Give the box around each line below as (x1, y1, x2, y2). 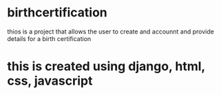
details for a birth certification (7, 34, 92, 42)
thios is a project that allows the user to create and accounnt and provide (7, 27, 215, 36)
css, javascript (7, 73, 93, 89)
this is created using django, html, (7, 59, 205, 74)
